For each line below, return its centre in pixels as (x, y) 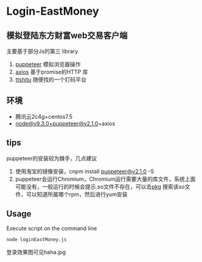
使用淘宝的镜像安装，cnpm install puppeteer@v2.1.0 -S (84, 171)
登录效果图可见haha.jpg (36, 252)
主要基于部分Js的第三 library (42, 51)
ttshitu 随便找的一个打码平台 (51, 80)
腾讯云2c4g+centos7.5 (44, 116)
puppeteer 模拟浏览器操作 (48, 64)
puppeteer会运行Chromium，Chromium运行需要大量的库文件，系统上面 (105, 179)
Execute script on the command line (52, 228)
